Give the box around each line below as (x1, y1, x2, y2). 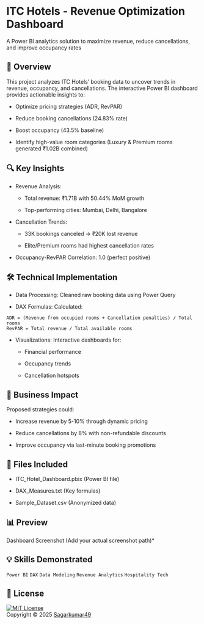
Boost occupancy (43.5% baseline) (15, 127, 104, 134)
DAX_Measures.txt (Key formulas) (15, 487, 101, 494)
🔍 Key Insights (6, 163, 65, 174)
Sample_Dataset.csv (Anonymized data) (15, 499, 116, 506)
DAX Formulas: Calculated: (15, 303, 83, 310)
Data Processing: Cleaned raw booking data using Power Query (15, 292, 176, 299)
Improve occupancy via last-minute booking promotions (15, 441, 156, 449)
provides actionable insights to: (6, 90, 86, 98)
